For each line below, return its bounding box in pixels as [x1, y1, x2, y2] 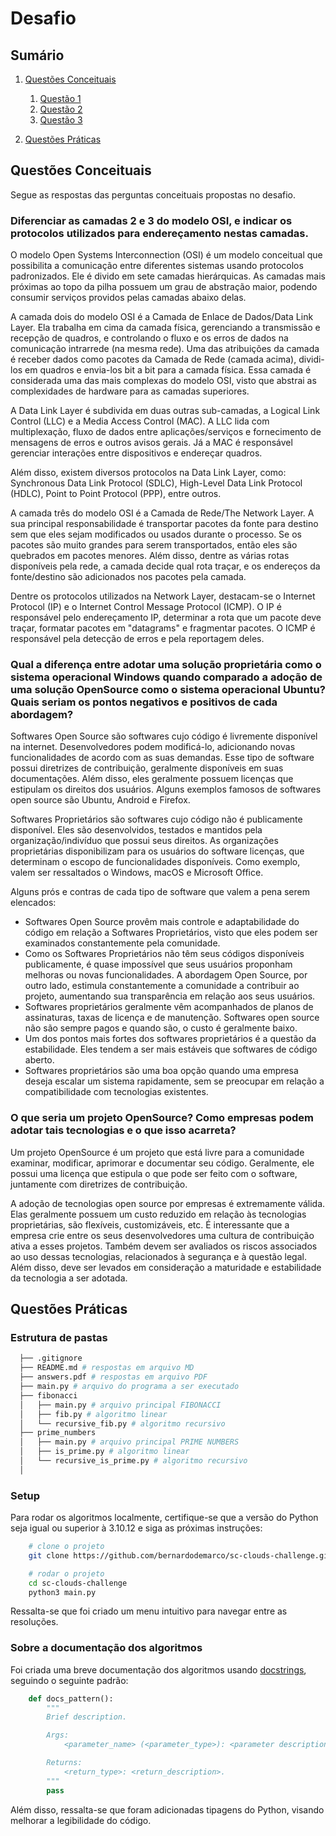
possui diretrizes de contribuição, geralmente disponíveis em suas [10, 762, 284, 774]
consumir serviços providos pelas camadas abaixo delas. [10, 292, 247, 304]
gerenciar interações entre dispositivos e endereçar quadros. [10, 447, 263, 459]
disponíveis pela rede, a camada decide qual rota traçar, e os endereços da [10, 560, 321, 572]
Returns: [46, 1758, 83, 1768]
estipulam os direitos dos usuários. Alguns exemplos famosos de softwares [10, 783, 322, 796]
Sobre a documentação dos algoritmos [10, 1641, 203, 1655]
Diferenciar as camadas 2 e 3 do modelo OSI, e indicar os [10, 213, 293, 227]
